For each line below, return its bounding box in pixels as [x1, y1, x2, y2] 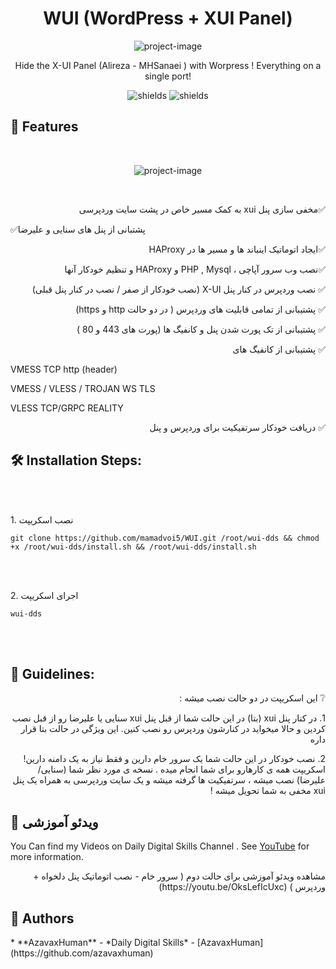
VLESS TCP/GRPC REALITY [10, 402, 124, 414]
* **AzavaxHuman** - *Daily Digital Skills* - [10, 937, 195, 948]
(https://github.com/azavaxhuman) [10, 947, 154, 959]
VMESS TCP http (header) [10, 363, 118, 375]
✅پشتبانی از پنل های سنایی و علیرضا [10, 223, 146, 235]
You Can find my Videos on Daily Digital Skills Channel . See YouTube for [10, 840, 310, 852]
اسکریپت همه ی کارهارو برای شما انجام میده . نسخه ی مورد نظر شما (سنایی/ [37, 763, 326, 776]
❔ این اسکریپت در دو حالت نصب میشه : [179, 692, 326, 704]
